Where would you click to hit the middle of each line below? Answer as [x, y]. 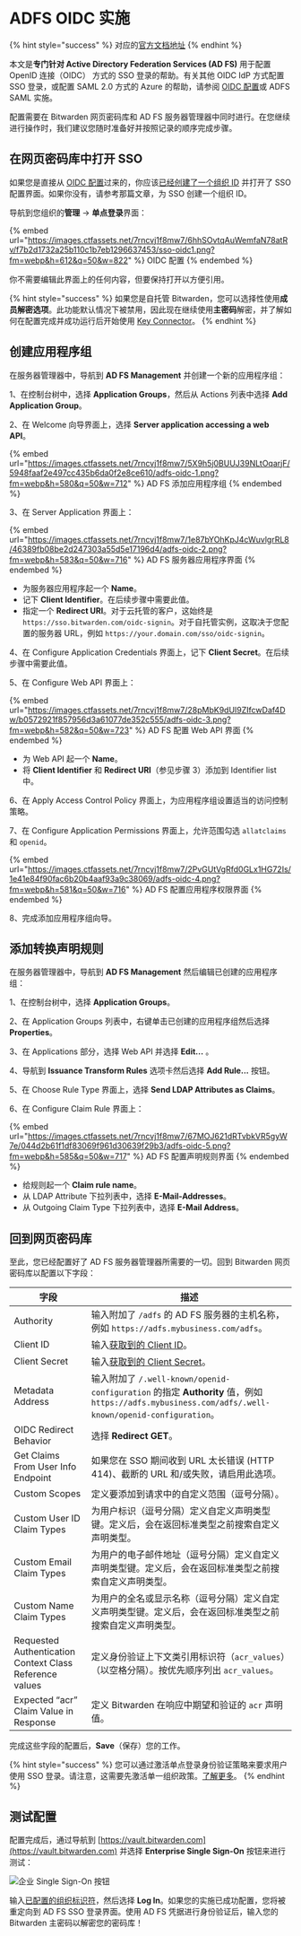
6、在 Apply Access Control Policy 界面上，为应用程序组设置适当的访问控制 [149, 800]
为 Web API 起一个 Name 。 [72, 758]
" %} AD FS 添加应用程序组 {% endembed [204, 483]
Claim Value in [44, 1712]
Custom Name [44, 1606]
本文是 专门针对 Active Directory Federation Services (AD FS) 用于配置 [140, 64]
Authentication [45, 1652]
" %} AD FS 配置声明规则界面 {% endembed [208, 1156]
